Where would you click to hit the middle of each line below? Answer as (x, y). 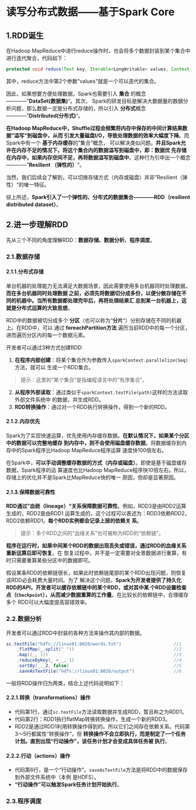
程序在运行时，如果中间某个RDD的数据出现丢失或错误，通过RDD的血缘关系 (96, 546)
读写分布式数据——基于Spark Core (90, 12)
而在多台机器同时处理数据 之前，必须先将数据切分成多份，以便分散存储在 (94, 293)
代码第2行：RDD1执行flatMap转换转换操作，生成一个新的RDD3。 (92, 719)
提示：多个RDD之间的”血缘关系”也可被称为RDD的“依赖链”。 (92, 533)
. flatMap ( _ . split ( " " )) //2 (99, 649)
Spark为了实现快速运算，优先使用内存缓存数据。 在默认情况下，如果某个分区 (98, 436)
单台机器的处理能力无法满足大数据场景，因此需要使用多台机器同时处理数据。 (98, 286)
